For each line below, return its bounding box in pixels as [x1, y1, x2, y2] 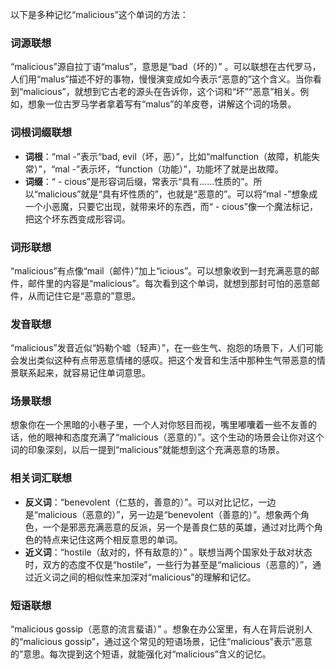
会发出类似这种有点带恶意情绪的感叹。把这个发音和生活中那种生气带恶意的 [10, 354, 317, 367]
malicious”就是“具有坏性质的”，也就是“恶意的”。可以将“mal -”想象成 [37, 188, 318, 200]
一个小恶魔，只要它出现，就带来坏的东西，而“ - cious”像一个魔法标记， [24, 200, 318, 212]
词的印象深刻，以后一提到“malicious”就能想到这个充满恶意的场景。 [10, 444, 285, 456]
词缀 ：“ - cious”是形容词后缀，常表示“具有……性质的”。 [24, 175, 254, 187]
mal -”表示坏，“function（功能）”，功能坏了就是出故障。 [54, 163, 284, 175]
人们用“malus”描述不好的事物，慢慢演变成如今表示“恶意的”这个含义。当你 [10, 73, 313, 85]
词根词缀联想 [10, 126, 73, 140]
